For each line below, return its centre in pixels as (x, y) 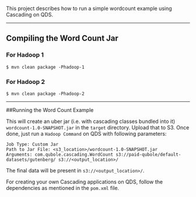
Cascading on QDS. (30, 15)
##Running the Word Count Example (50, 110)
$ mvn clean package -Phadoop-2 (45, 94)
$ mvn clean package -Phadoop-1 (45, 67)
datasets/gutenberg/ (31, 160)
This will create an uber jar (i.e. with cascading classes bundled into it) (91, 121)
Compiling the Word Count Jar (62, 38)
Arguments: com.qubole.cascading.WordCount (60, 154)
